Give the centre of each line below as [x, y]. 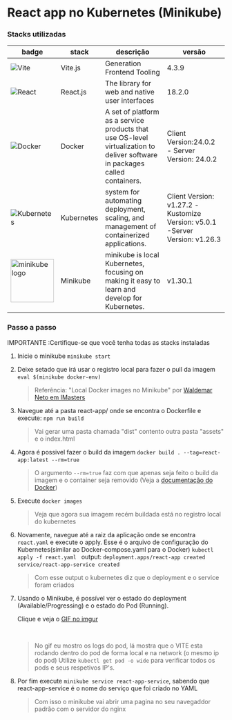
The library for [128, 83]
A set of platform [132, 112]
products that [127, 129]
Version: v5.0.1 [192, 222]
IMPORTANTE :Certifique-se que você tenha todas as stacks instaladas [109, 342]
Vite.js [71, 68]
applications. [126, 244]
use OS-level [126, 138]
